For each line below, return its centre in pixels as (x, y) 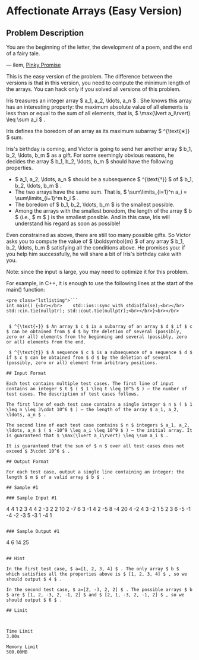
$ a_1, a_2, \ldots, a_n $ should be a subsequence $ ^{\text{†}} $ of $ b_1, (104, 179)
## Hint (16, 558)
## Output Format (28, 462)
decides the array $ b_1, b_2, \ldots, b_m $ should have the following (90, 161)
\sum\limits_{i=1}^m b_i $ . (47, 198)
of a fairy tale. (23, 53)
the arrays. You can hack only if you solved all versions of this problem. (94, 89)
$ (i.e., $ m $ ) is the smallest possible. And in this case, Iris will (92, 217)
